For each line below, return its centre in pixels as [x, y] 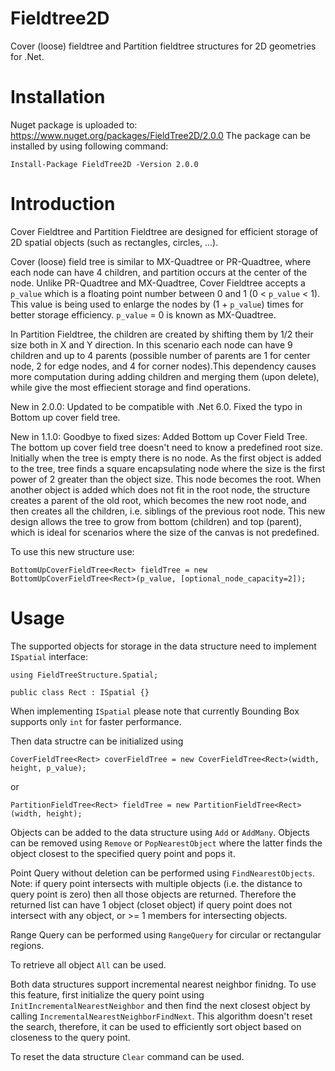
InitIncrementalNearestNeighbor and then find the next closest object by [160, 1005]
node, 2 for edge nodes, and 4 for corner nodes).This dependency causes [163, 366]
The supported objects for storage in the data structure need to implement [163, 646]
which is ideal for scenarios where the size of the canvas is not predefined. [165, 532]
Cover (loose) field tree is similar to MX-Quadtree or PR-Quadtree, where [161, 261]
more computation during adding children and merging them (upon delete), [165, 376]
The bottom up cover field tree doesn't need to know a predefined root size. [166, 447]
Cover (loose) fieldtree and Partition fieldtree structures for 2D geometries [163, 46]
